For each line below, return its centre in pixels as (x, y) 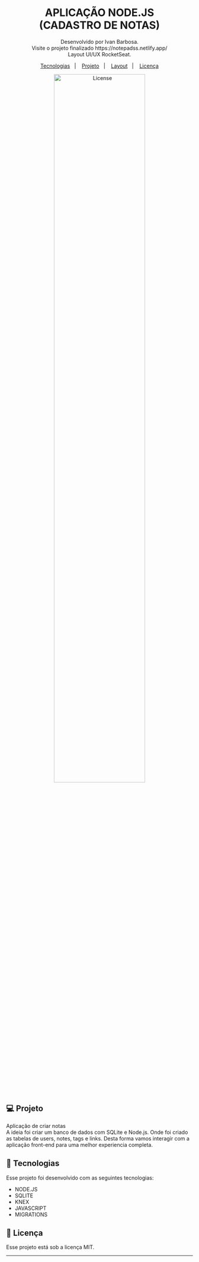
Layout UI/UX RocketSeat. (99, 54)
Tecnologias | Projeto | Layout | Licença (99, 66)
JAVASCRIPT (31, 1208)
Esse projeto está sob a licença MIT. (50, 1247)
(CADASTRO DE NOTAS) (99, 25)
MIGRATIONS (31, 1214)
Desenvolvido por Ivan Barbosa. (99, 42)
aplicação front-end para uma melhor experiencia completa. (79, 1145)
